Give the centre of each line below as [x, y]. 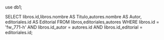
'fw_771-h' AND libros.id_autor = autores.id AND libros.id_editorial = [74, 27]
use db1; [14, 7]
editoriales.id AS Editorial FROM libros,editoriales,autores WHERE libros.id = [82, 22]
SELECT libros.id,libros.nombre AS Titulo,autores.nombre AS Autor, [73, 17]
